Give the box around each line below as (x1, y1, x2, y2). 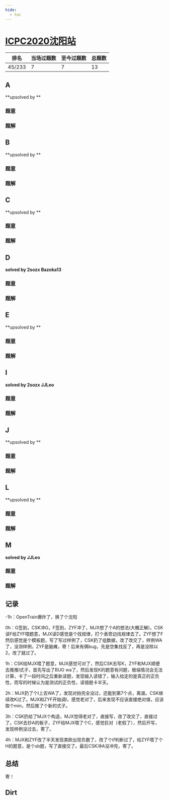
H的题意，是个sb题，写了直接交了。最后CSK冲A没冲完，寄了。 (5, 743, 136, 749)
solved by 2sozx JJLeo (5, 381, 54, 388)
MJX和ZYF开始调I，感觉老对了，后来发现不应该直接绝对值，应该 (30, 696, 164, 703)
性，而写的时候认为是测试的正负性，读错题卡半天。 (5, 680, 111, 686)
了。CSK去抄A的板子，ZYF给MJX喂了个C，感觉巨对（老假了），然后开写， (5, 720, 160, 726)
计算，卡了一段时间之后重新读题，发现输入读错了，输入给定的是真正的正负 (5, 673, 159, 679)
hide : (5, 7, 17, 13)
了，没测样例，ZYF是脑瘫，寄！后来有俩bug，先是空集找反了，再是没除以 (5, 643, 158, 650)
